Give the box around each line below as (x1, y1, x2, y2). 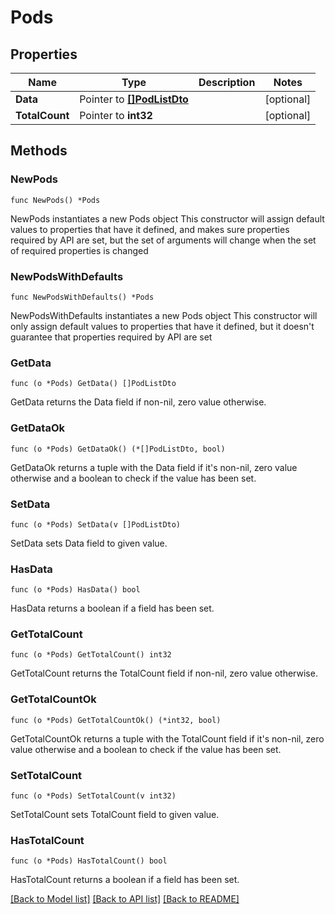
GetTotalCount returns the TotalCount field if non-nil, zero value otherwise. (10, 667, 318, 680)
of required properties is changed (10, 244, 149, 256)
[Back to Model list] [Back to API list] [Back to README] (10, 893, 240, 905)
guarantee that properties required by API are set (10, 331, 213, 343)
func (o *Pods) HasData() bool (10, 585, 141, 595)
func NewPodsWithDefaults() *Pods (10, 292, 155, 302)
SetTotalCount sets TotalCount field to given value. (10, 809, 220, 821)
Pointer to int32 (79, 109, 153, 122)
